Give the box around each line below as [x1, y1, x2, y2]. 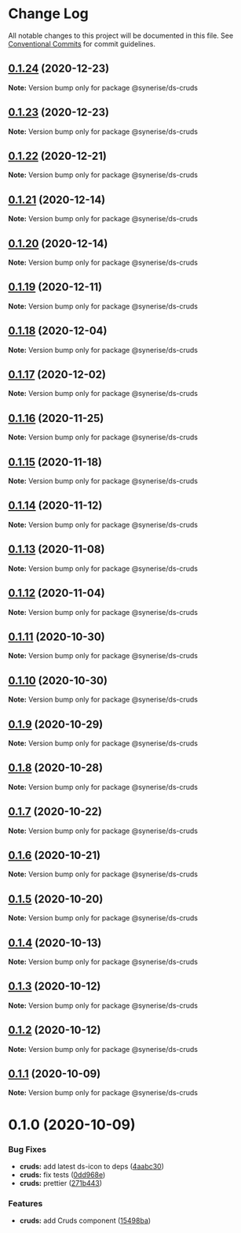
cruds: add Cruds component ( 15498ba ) [19, 1216, 152, 1225]
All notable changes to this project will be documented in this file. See [8, 31, 234, 40]
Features [8, 1198, 43, 1209]
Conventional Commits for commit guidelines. [8, 39, 155, 48]
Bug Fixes [8, 1143, 47, 1154]
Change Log [8, 5, 89, 23]
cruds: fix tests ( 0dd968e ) [19, 1170, 106, 1179]
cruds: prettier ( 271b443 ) [19, 1178, 103, 1187]
